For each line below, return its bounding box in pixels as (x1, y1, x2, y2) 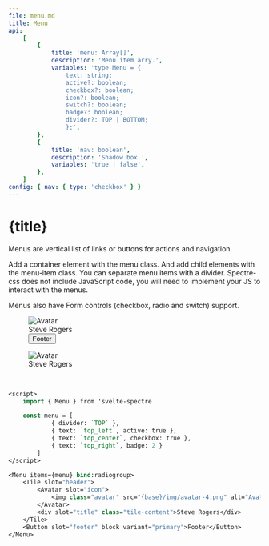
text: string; (65, 71, 113, 79)
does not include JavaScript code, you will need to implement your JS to (21, 276, 261, 286)
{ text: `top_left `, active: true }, (50, 427, 178, 435)
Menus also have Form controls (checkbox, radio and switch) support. (8, 300, 240, 310)
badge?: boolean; (65, 109, 124, 117)
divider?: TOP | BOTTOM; (65, 116, 149, 124)
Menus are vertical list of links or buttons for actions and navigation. (8, 243, 233, 253)
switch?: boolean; (65, 101, 127, 109)
